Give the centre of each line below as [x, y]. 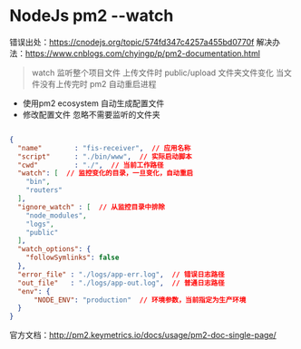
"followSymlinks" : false [73, 258]
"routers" [44, 190]
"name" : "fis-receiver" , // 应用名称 [104, 148]
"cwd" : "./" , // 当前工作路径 [91, 165]
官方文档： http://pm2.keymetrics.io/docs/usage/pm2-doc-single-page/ [143, 335]
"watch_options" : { [54, 249]
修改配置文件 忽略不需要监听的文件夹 [91, 114]
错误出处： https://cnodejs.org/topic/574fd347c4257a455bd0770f [132, 42]
